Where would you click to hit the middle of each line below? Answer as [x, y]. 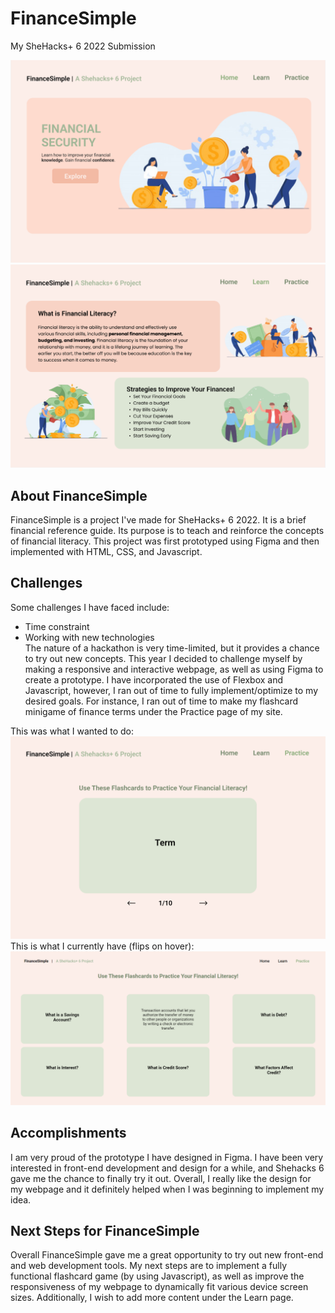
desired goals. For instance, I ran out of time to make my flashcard [161, 701]
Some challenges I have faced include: [90, 607]
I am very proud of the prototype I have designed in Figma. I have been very [167, 1157]
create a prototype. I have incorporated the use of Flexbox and [154, 679]
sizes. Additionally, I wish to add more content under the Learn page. [152, 1298]
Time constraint [57, 626]
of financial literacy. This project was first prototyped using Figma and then [165, 541]
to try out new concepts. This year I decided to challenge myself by [163, 658]
